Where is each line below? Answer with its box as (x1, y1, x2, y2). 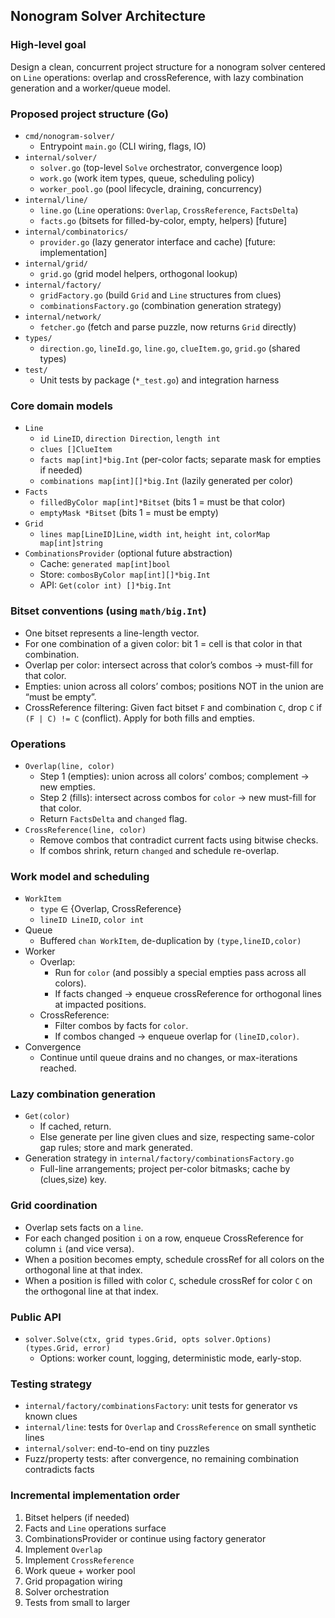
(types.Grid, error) (24, 1344, 111, 1354)
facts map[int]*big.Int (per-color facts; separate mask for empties (39, 454, 322, 466)
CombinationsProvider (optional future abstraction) (24, 547, 233, 559)
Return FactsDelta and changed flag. (39, 812, 188, 824)
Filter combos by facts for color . (54, 1020, 189, 1032)
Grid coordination (10, 1199, 98, 1213)
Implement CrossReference (24, 1554, 135, 1566)
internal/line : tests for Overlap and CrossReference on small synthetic (24, 1421, 317, 1433)
